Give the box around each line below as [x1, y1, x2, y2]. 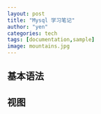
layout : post [7, 10, 45, 17]
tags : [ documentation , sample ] [7, 36, 95, 43]
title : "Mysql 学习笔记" [7, 17, 75, 24]
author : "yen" [7, 23, 49, 30]
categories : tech [7, 29, 58, 37]
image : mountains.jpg [7, 43, 70, 50]
